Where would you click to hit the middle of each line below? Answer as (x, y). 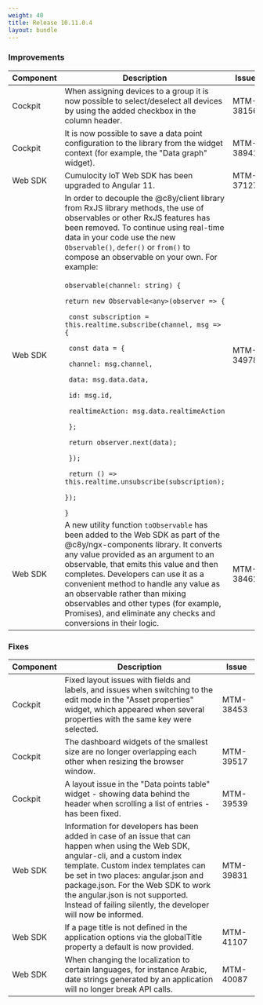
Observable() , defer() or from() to (127, 247)
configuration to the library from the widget (144, 143)
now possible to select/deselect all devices (144, 100)
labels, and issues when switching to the (139, 689)
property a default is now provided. (129, 947)
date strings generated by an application (139, 979)
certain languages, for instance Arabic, (136, 969)
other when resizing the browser (124, 761)
